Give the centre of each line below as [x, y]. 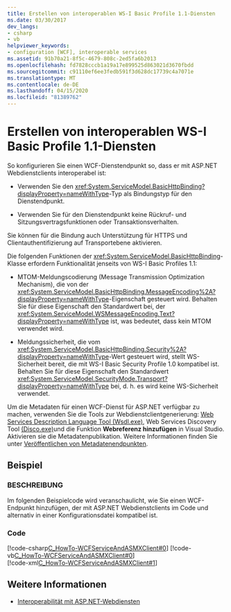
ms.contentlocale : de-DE [43, 85]
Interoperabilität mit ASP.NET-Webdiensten [78, 601]
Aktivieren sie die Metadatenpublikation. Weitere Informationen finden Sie [112, 436]
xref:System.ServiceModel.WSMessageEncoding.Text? [96, 313]
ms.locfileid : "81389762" [44, 98]
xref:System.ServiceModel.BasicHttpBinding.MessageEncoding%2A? [117, 291]
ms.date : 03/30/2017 [37, 20]
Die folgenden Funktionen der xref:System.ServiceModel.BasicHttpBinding [114, 256]
